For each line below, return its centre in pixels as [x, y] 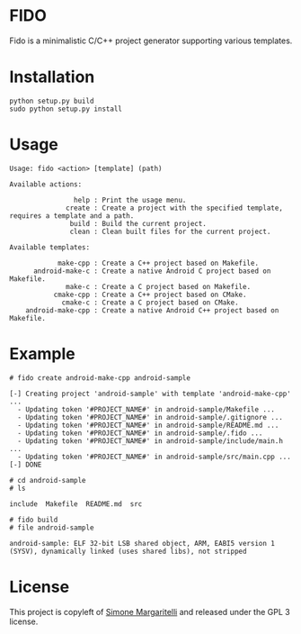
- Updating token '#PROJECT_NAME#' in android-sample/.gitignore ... [150, 417]
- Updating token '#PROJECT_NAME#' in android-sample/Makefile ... [146, 409]
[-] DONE [26, 465]
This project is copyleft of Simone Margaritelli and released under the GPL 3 [150, 611]
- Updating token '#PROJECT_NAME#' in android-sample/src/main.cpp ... [155, 457]
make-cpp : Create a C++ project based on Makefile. [158, 263]
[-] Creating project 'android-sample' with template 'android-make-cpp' [150, 394]
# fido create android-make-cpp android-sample [100, 378]
